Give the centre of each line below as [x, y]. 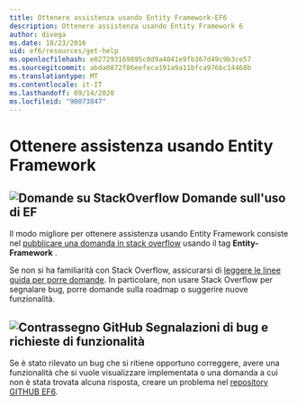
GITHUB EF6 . [34, 391]
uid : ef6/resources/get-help [64, 51]
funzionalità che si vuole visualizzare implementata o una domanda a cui [144, 373]
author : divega [38, 34]
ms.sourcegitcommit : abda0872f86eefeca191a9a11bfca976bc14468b [130, 68]
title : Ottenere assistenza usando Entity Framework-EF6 [118, 18]
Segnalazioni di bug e [207, 327]
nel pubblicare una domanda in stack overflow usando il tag [120, 243]
